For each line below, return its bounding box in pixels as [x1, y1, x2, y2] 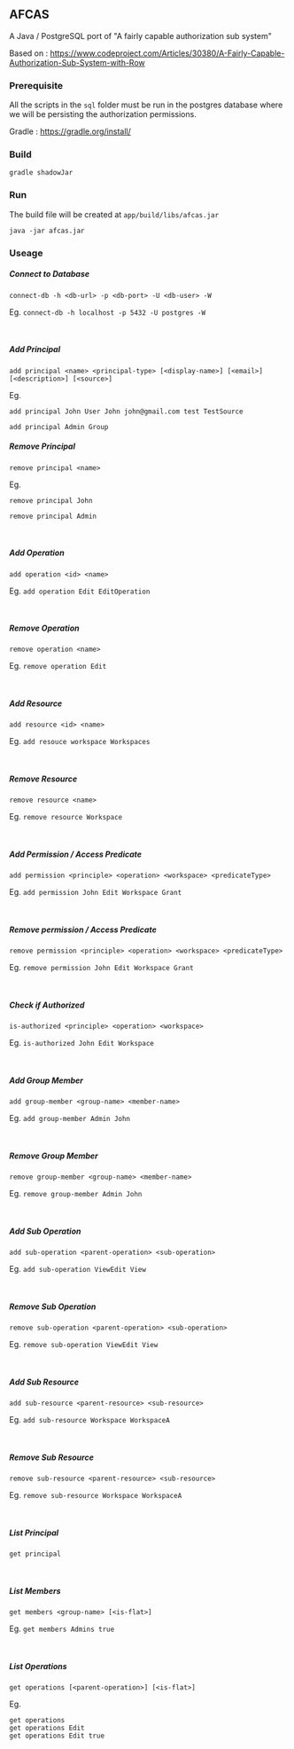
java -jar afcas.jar [9, 226, 86, 235]
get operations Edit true [9, 1731, 104, 1741]
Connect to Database [9, 269, 90, 279]
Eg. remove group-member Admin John [9, 1188, 143, 1199]
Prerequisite [9, 79, 64, 91]
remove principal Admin [9, 512, 97, 521]
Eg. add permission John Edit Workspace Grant [9, 887, 182, 898]
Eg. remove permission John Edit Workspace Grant [9, 962, 194, 973]
